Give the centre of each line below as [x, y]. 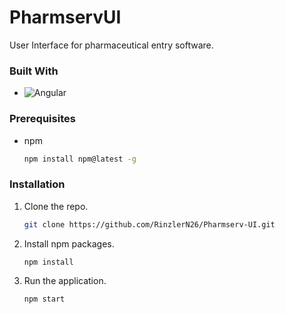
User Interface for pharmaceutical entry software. [111, 45]
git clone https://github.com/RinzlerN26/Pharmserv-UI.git [149, 224]
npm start [44, 299]
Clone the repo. [56, 206]
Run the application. [65, 281]
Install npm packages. [69, 243]
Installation [37, 184]
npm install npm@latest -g [80, 159]
